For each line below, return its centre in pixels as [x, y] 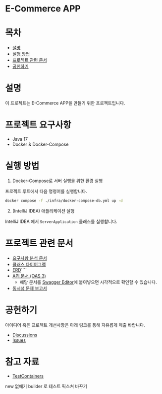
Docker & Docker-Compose [40, 144]
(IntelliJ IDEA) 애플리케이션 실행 [43, 211]
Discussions [25, 335]
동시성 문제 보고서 [29, 288]
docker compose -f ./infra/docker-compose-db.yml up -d [64, 200]
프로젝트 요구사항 [38, 125]
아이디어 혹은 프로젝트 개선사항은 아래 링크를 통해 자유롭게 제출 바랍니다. [75, 325]
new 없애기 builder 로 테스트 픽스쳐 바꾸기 [46, 386]
